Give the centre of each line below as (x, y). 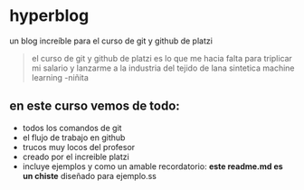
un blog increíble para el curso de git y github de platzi (111, 41)
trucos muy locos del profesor (79, 147)
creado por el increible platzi (76, 157)
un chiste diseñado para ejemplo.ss (89, 176)
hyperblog (49, 16)
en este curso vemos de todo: (95, 106)
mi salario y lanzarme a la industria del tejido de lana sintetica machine (163, 68)
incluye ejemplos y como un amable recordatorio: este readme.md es (152, 166)
